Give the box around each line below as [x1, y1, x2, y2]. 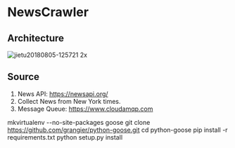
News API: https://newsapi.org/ [17, 89, 108, 98]
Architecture [7, 32, 65, 44]
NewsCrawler [7, 4, 89, 20]
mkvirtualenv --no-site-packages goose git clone [7, 118, 151, 126]
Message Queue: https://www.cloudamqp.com [17, 105, 153, 113]
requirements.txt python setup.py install [7, 133, 123, 141]
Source [7, 71, 40, 83]
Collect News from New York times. [17, 97, 121, 105]
